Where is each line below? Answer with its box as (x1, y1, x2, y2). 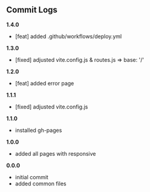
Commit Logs (6, 5, 57, 15)
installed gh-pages (15, 127, 62, 134)
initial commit (15, 173, 48, 180)
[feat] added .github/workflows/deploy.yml (15, 33, 122, 40)
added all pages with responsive (15, 150, 96, 157)
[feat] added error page (15, 79, 74, 87)
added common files (15, 180, 67, 187)
